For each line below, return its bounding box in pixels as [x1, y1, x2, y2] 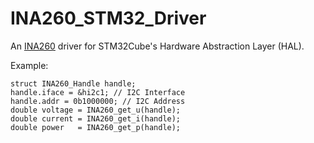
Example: [10, 59, 49, 71]
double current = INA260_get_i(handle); [10, 113, 182, 124]
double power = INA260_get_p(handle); [10, 122, 182, 132]
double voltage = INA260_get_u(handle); [10, 105, 182, 115]
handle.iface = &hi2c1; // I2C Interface [10, 87, 186, 97]
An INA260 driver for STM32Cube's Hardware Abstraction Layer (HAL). [10, 40, 305, 52]
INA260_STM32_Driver [10, 7, 207, 30]
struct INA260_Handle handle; [10, 78, 137, 89]
